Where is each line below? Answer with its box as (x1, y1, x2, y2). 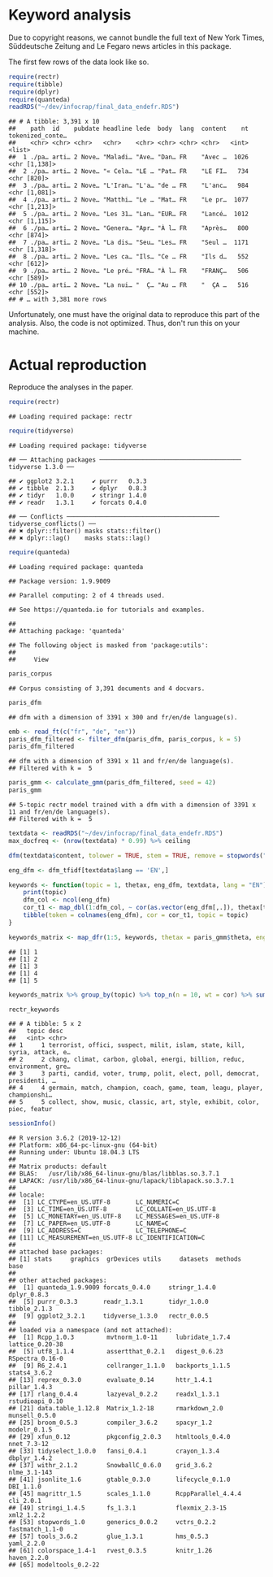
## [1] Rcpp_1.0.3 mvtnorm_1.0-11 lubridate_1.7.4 (8, 1333, 231, 1342)
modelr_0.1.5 (8, 1426, 53, 1434)
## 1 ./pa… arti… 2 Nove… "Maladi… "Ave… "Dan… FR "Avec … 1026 (8, 153, 249, 162)
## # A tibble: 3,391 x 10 (8, 118, 100, 126)
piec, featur (8, 1106, 53, 1114)
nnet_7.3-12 (8, 1440, 49, 1449)
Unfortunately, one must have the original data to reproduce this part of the (8, 310, 260, 319)
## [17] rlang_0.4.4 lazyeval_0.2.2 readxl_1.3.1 (8, 1390, 220, 1399)
